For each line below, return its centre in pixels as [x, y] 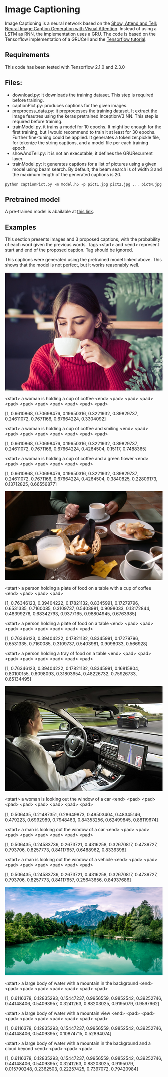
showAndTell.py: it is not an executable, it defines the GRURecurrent [83, 153]
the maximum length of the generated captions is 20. [67, 174]
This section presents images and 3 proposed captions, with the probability [83, 239]
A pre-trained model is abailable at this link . [50, 212]
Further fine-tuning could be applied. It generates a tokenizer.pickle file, [86, 137]
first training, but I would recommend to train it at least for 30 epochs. [84, 132]
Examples [21, 227]
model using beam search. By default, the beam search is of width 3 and [87, 169]
